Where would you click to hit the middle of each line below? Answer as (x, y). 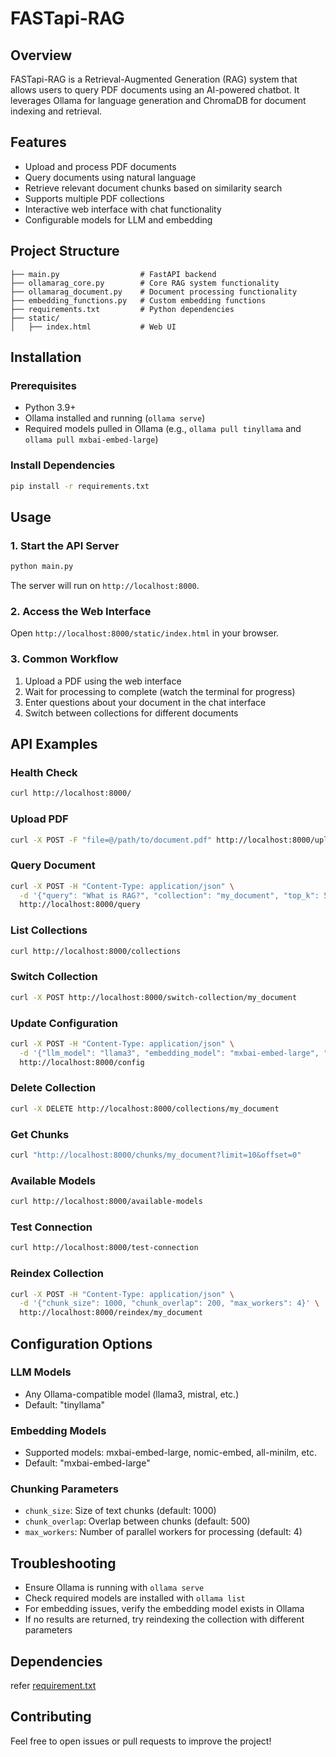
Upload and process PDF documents (100, 166)
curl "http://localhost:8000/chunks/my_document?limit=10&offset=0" (156, 1155)
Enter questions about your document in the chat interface (145, 702)
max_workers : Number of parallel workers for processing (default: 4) (163, 1532)
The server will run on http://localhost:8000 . (105, 586)
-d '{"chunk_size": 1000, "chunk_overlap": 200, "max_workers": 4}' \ (169, 1303)
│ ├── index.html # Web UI (93, 327)
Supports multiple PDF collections (94, 198)
